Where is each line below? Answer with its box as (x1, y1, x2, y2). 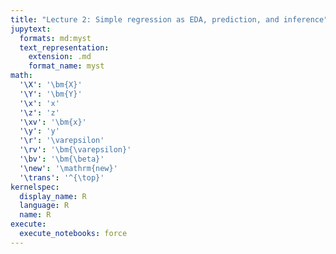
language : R (19, 201, 70, 211)
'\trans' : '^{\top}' (19, 172, 105, 183)
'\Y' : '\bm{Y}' (19, 89, 83, 99)
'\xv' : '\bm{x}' (19, 117, 87, 127)
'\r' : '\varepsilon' (19, 136, 105, 146)
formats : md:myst (19, 33, 92, 43)
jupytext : (10, 24, 52, 34)
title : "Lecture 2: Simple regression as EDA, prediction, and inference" (10, 14, 329, 25)
